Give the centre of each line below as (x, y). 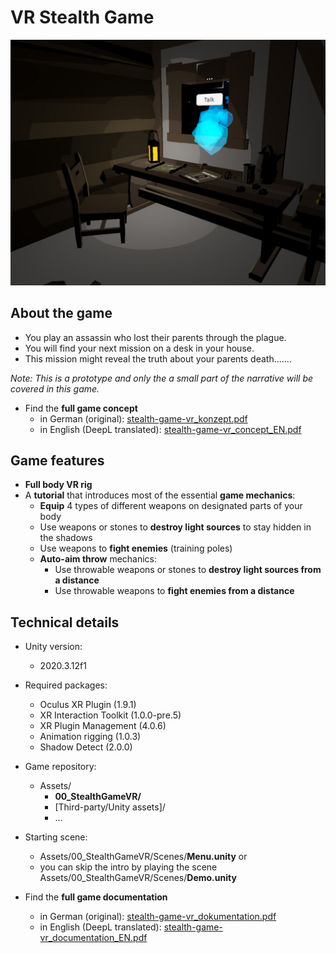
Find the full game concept (81, 408)
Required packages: (66, 685)
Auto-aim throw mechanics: (98, 559)
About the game (61, 313)
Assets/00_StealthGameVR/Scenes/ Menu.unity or (143, 857)
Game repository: (60, 767)
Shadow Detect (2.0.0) (86, 747)
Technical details (65, 622)
